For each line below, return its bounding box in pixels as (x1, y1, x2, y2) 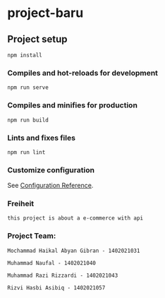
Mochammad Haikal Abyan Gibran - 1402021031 (7, 247, 140, 254)
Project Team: (7, 231, 56, 241)
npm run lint (7, 148, 46, 156)
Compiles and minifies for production (7, 100, 137, 110)
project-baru (7, 5, 84, 21)
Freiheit (7, 199, 35, 209)
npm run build (7, 117, 49, 124)
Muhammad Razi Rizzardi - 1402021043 (7, 272, 118, 279)
